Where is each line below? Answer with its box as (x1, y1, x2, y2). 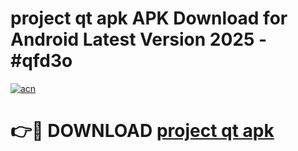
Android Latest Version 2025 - (10, 28, 268, 51)
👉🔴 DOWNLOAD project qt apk (10, 120, 275, 142)
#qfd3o (10, 50, 73, 72)
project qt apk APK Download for (10, 7, 288, 30)
